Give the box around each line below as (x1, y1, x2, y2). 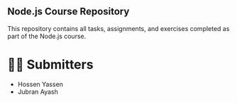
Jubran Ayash (17, 87, 59, 96)
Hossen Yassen (17, 80, 64, 88)
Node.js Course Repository (7, 6, 130, 18)
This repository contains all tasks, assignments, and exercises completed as (7, 24, 230, 32)
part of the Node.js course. (7, 32, 87, 40)
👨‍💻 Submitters (7, 56, 94, 73)
